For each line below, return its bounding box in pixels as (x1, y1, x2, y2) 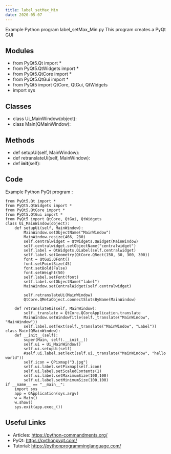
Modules (5, 47, 34, 55)
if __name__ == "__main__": (5, 382, 66, 387)
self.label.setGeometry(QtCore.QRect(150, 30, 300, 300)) (24, 252, 150, 257)
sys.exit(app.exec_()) (14, 404, 63, 410)
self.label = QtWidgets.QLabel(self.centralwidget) (24, 247, 137, 253)
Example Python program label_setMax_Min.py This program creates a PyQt (5, 26, 166, 32)
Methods (5, 136, 35, 145)
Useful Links (5, 418, 46, 427)
